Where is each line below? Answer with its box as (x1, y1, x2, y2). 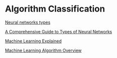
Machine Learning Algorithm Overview (5, 47, 82, 53)
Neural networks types (5, 19, 51, 25)
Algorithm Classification (5, 3, 105, 14)
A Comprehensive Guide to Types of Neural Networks (5, 29, 112, 34)
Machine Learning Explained (5, 38, 62, 44)
